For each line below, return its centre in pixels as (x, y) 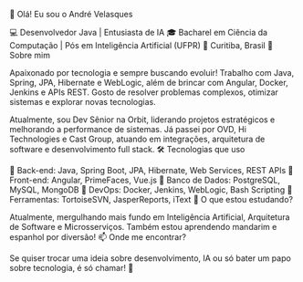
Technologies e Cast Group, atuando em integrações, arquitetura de (137, 139)
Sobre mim (30, 55)
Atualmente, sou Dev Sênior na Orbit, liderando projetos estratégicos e (142, 120)
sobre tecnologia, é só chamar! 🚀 (72, 268)
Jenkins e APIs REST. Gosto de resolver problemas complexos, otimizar (144, 92)
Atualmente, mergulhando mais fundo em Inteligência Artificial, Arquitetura (150, 217)
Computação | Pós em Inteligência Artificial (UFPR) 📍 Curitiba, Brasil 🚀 (141, 45)
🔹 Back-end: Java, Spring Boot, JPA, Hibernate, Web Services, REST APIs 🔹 (151, 170)
